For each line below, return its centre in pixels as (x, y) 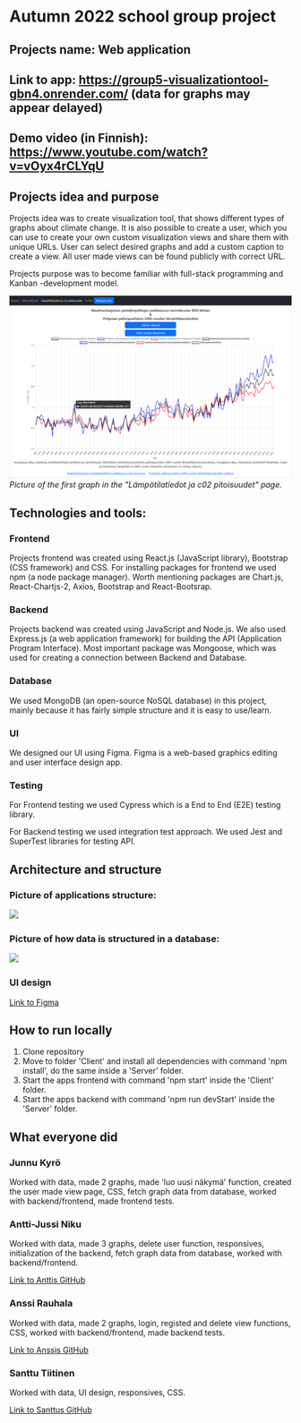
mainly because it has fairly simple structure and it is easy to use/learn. (141, 710)
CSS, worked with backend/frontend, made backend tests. (117, 1333)
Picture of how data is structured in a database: (115, 939)
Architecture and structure (86, 869)
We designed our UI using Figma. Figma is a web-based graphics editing (143, 753)
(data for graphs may (191, 94)
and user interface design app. (66, 762)
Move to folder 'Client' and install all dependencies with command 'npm (155, 1061)
